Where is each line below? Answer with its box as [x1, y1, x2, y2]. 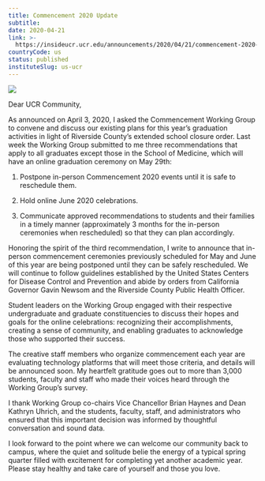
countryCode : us [8, 48, 62, 56]
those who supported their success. [8, 333, 125, 344]
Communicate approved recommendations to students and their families [19, 211, 255, 220]
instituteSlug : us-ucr [8, 63, 83, 71]
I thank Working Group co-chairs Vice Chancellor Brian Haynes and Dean [8, 398, 246, 408]
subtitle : [8, 19, 41, 27]
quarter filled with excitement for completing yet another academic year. [8, 455, 243, 464]
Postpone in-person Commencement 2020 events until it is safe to [19, 171, 237, 182]
